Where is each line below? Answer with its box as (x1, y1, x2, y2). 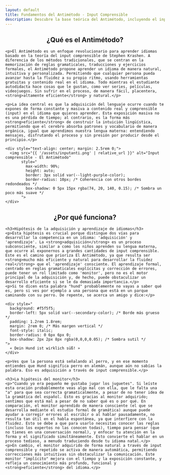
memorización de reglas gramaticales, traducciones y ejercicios (5, 62, 146, 67)
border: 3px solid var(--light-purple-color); (25, 173, 125, 178)
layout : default (5, 7, 39, 13)
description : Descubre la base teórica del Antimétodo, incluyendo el (5, 17, 157, 22)
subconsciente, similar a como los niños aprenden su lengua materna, (5, 244, 157, 249)
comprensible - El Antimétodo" (5, 155, 71, 160)
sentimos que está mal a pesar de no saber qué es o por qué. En (5, 399, 146, 404)
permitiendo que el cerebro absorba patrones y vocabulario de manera (5, 124, 157, 129)
